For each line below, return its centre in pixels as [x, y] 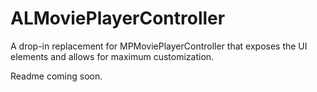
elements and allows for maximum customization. [112, 56]
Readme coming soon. [56, 76]
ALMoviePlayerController [118, 18]
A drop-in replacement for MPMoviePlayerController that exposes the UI [159, 46]
